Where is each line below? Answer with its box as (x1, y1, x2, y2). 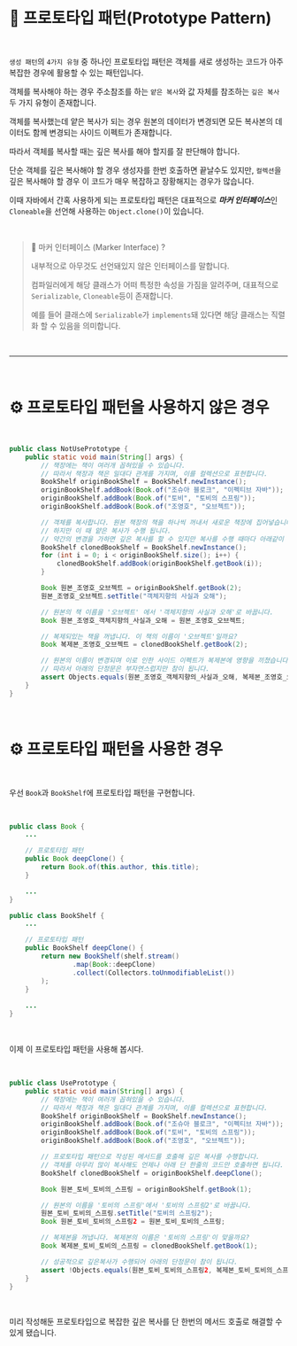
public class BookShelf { (9, 911, 104, 920)
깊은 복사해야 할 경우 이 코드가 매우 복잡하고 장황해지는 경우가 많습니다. (9, 175, 255, 186)
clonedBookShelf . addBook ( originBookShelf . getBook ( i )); (56, 559, 263, 568)
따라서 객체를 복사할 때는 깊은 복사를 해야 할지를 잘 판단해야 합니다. (9, 145, 240, 156)
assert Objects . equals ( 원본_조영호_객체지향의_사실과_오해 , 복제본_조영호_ (41, 673, 287, 681)
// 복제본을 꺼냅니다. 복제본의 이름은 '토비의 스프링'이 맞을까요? (41, 1233, 250, 1242)
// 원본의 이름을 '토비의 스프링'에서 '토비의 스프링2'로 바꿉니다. (41, 1201, 252, 1210)
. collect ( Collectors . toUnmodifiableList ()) (72, 968, 236, 977)
